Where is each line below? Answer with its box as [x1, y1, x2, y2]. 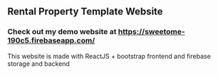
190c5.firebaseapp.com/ [7, 35, 95, 45]
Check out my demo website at [7, 27, 117, 37]
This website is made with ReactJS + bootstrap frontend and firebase [7, 52, 212, 60]
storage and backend [7, 59, 70, 68]
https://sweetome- [118, 27, 185, 37]
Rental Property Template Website [7, 6, 163, 18]
